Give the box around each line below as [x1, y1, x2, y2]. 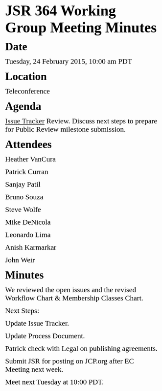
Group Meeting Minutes [5, 19, 157, 36]
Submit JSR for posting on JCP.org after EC [5, 357, 134, 365]
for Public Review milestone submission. [5, 125, 126, 133]
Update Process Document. [5, 331, 85, 340]
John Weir [5, 256, 35, 264]
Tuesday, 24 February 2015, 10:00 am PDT [5, 57, 132, 65]
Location [5, 70, 47, 83]
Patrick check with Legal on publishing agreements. [5, 344, 158, 353]
